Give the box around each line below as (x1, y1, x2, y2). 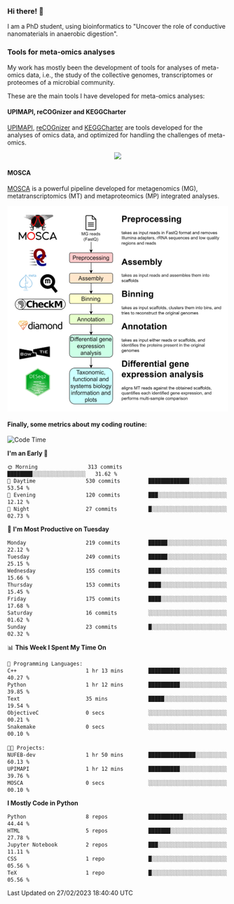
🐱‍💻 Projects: (7, 745, 46, 752)
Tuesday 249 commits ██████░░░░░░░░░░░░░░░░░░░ (7, 553, 228, 560)
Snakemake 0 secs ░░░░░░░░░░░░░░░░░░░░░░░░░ (7, 724, 228, 731)
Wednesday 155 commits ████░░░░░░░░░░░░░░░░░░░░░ (7, 567, 228, 574)
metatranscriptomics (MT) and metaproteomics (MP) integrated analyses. (7, 192, 220, 200)
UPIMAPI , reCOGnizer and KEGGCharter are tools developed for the (7, 123, 203, 132)
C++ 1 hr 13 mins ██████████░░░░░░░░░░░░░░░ (7, 668, 228, 675)
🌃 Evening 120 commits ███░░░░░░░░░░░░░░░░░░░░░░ (7, 492, 228, 499)
